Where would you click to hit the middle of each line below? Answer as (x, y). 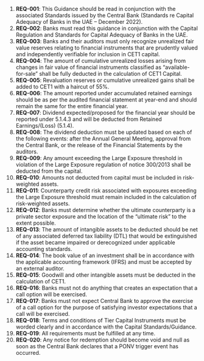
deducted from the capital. (49, 171)
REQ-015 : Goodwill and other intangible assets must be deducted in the (106, 275)
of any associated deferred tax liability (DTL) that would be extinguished (106, 236)
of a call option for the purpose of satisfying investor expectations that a (106, 307)
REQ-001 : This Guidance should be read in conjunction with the (96, 9)
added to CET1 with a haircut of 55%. (62, 87)
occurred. (28, 353)
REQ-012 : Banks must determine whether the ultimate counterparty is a (105, 210)
